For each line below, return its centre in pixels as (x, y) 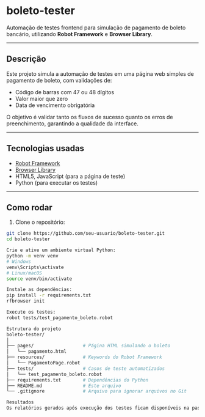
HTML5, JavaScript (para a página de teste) (70, 176)
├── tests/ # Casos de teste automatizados (86, 368)
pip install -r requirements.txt (49, 295)
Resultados (20, 402)
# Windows (19, 261)
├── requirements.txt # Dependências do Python (77, 380)
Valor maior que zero (41, 98)
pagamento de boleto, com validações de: (59, 80)
